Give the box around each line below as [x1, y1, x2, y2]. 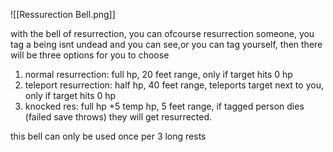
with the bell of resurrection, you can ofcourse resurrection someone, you [10, 28, 315, 39]
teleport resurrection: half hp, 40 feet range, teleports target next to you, [24, 79, 324, 91]
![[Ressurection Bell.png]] [10, 9, 116, 20]
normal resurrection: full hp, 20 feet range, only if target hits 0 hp [24, 69, 293, 80]
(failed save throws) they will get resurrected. [24, 111, 213, 123]
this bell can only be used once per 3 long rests [10, 130, 207, 142]
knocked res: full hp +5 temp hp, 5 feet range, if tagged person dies [24, 100, 305, 112]
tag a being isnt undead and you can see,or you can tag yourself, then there [10, 39, 323, 50]
